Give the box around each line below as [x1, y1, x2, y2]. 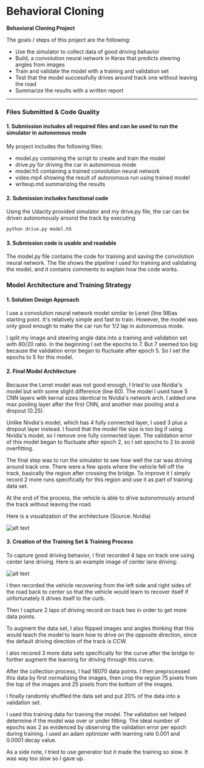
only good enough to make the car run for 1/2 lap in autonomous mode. [6, 323, 185, 330]
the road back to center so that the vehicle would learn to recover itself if [6, 588, 189, 595]
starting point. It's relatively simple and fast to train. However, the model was [6, 316, 198, 323]
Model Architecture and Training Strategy [6, 281, 132, 290]
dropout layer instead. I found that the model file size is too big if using [6, 425, 183, 433]
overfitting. [6, 444, 34, 452]
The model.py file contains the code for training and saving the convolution [6, 253, 194, 260]
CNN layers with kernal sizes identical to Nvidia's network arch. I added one [6, 394, 196, 401]
